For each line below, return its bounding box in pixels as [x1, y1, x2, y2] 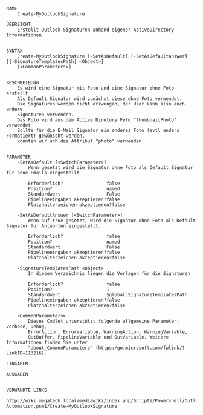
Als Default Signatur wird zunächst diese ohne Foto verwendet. [17, 96, 182, 102]
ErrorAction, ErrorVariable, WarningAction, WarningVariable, [28, 329, 188, 335]
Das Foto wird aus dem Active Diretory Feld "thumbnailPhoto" [17, 117, 177, 123]
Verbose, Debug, [6, 324, 47, 330]
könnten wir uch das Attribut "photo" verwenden [17, 138, 142, 144]
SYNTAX [6, 48, 23, 54]
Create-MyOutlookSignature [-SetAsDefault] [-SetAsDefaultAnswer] [17, 53, 188, 59]
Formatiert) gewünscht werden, [6, 133, 85, 139]
